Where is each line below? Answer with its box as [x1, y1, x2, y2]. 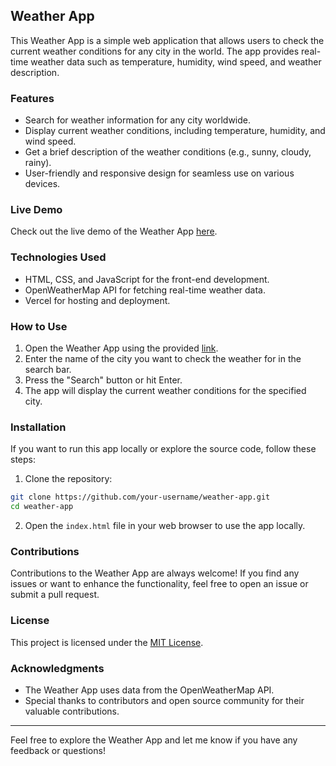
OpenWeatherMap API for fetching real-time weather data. [24, 284, 267, 296]
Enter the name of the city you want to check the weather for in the [24, 353, 302, 364]
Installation [10, 420, 67, 434]
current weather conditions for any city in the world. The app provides [10, 45, 300, 57]
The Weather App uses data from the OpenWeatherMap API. [24, 684, 275, 696]
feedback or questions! [10, 744, 106, 756]
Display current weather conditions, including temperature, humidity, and [24, 125, 326, 137]
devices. [24, 178, 61, 190]
